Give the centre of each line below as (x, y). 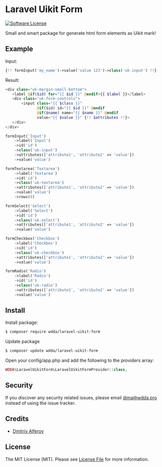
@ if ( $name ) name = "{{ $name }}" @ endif (78, 113)
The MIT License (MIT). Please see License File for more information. (77, 459)
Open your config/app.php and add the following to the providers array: (79, 360)
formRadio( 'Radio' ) (26, 271)
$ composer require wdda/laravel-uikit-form (53, 332)
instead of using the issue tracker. (40, 403)
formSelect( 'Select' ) (28, 206)
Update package (22, 342)
